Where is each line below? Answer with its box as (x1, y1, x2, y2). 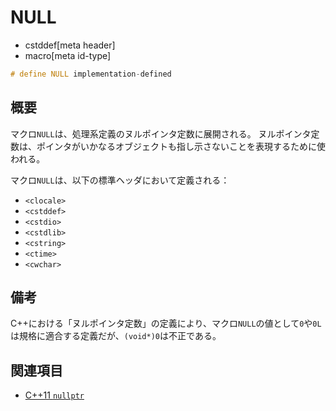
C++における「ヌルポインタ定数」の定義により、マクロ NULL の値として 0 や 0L (10, 317, 322, 330)
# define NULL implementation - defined (10, 69, 172, 79)
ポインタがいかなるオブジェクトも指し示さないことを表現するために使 (36, 140, 326, 152)
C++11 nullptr (24, 389, 85, 401)
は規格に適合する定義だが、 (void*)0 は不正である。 (10, 330, 222, 342)
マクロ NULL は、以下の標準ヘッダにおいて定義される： (10, 174, 230, 186)
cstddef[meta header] (24, 39, 116, 51)
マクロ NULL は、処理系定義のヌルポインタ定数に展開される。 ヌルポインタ (10, 127, 312, 140)
